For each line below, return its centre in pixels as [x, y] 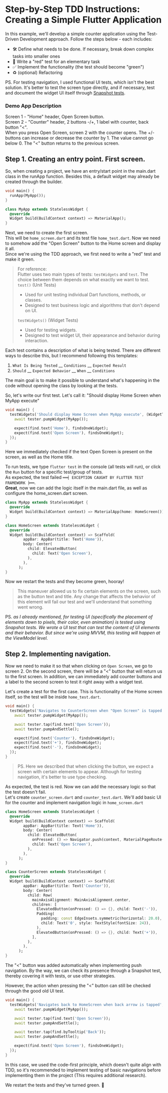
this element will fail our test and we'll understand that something [84, 602]
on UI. [31, 311]
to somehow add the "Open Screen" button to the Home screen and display [83, 243]
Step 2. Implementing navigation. [58, 654]
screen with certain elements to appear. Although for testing [79, 771]
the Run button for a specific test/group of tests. [54, 472]
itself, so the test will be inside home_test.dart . [53, 697]
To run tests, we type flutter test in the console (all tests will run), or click [83, 467]
